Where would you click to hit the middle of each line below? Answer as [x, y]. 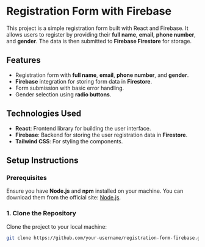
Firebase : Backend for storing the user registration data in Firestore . [101, 135]
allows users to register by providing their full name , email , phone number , [101, 34]
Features [23, 60]
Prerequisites [27, 177]
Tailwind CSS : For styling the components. [69, 141]
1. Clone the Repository [41, 213]
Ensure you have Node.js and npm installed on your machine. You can [95, 191]
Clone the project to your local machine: [57, 226]
